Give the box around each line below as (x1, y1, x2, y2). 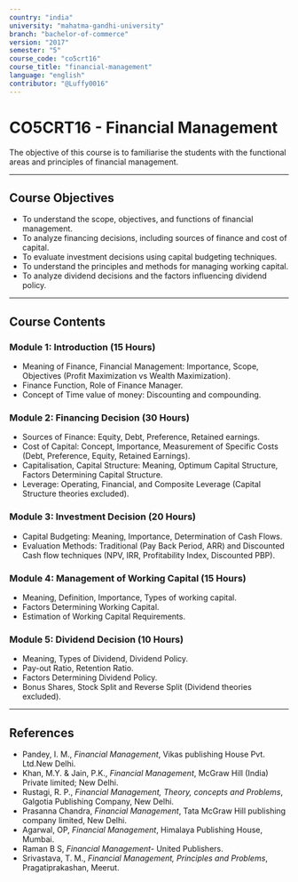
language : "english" (9, 71, 86, 80)
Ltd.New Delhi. (21, 758, 76, 769)
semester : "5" (9, 46, 62, 55)
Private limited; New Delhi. (21, 777, 119, 788)
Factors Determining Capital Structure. (21, 469, 163, 480)
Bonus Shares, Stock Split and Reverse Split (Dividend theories (21, 682, 253, 693)
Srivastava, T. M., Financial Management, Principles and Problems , (21, 853, 269, 863)
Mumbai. (21, 834, 55, 845)
